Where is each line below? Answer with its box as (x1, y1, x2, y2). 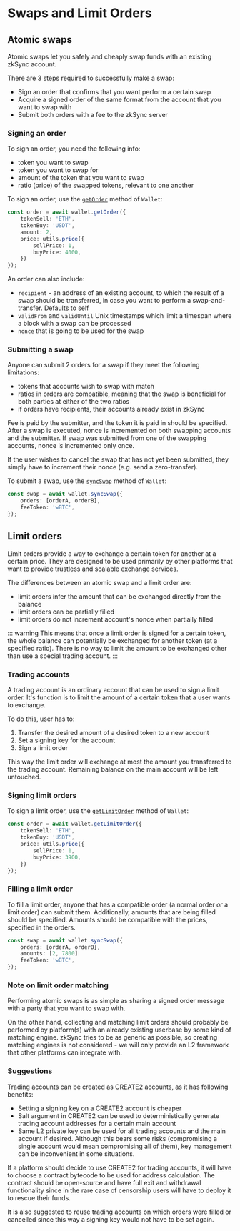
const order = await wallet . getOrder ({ (7, 209, 126, 216)
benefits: (7, 1090, 34, 1098)
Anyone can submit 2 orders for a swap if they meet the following (7, 361, 200, 369)
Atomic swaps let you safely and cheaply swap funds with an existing (7, 52, 212, 61)
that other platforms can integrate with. (7, 1048, 123, 1057)
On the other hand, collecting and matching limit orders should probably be (7, 1018, 229, 1027)
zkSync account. (7, 60, 57, 69)
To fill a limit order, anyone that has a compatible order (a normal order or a (7, 900, 229, 909)
